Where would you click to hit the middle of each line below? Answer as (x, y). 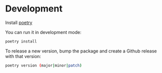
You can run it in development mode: (43, 32)
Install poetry (19, 22)
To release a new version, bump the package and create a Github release (81, 51)
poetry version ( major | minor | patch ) (44, 65)
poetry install (21, 41)
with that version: (23, 56)
